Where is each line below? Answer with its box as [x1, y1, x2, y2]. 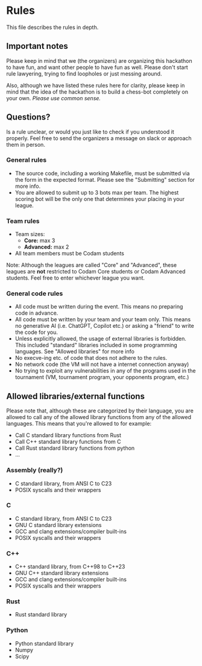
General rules [6, 156, 47, 164]
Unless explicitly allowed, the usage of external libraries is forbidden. [14, 335, 187, 342]
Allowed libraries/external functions [6, 391, 145, 402]
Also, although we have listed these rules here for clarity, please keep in [6, 82, 185, 89]
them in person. [6, 141, 45, 148]
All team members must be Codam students [14, 250, 125, 257]
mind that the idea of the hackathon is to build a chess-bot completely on [6, 88, 189, 95]
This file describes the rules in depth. [6, 24, 99, 31]
